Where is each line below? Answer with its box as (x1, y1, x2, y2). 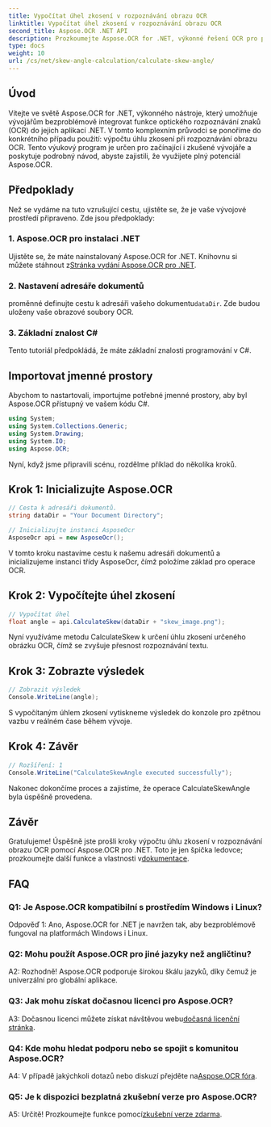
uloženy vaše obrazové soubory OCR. (8, 308, 135, 317)
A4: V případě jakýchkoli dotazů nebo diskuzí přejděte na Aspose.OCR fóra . (8, 1070, 258, 1080)
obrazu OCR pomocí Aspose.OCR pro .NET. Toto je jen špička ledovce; (8, 845, 244, 855)
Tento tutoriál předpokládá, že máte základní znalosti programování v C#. (8, 346, 252, 355)
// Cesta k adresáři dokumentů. (8, 504, 117, 513)
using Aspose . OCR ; (8, 445, 70, 453)
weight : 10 (8, 49, 45, 57)
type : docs (8, 42, 45, 50)
